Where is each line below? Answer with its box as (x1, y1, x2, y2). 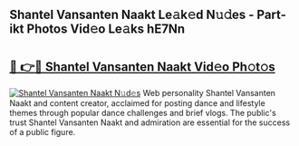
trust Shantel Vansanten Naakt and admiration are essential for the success (9, 117, 291, 128)
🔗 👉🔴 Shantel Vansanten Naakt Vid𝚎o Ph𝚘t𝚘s (9, 59, 275, 74)
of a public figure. (9, 127, 76, 137)
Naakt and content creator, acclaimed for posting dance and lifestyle (9, 98, 265, 108)
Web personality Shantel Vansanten (142, 88, 276, 98)
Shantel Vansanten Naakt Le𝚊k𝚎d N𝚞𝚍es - (9, 7, 255, 23)
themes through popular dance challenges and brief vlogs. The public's (9, 108, 276, 118)
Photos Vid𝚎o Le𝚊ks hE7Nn (26, 22, 186, 37)
